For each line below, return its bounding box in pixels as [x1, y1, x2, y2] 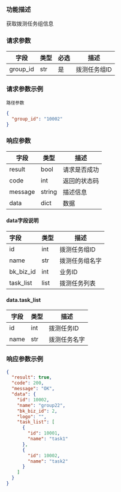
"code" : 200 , [11, 380, 44, 386]
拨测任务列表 [59, 279, 96, 287]
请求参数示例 [6, 85, 44, 93]
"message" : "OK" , [11, 386, 55, 392]
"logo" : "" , [17, 413, 47, 419]
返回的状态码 [62, 176, 99, 185]
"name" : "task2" [28, 458, 68, 464]
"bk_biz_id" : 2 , [17, 408, 58, 414]
